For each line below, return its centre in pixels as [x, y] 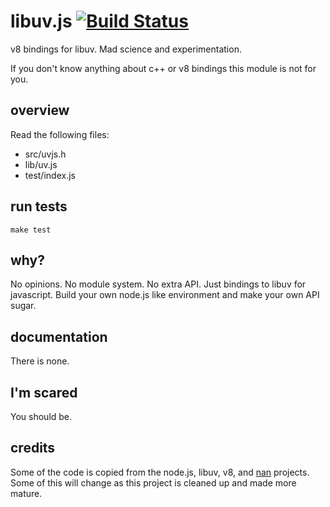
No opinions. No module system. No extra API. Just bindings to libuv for [158, 284]
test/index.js [50, 175]
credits [33, 448]
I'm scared [44, 392]
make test [31, 230]
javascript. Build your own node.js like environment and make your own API [165, 295]
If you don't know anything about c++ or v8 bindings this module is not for [163, 68]
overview [40, 110]
